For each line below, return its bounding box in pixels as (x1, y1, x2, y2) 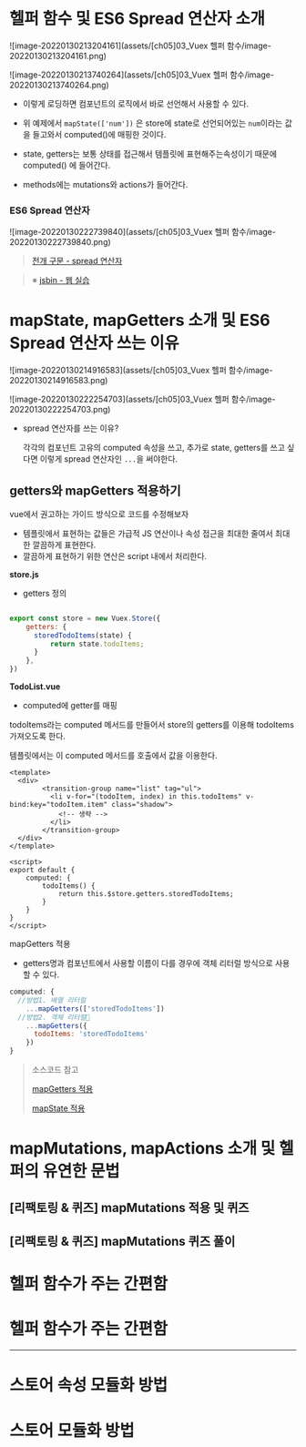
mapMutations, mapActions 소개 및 (9, 1138, 276, 1159)
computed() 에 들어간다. (22, 159, 111, 170)
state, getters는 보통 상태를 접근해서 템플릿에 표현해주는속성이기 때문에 (22, 148, 278, 159)
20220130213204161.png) (9, 50, 107, 61)
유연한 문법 (42, 1161, 120, 1182)
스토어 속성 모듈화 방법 (9, 1375, 168, 1396)
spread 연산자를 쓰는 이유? (22, 423, 119, 433)
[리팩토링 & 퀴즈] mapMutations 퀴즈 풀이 (9, 1234, 236, 1249)
